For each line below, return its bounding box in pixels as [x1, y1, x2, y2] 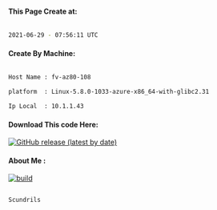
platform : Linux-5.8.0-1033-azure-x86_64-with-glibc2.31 [8, 88, 210, 96]
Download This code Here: [8, 119, 98, 129]
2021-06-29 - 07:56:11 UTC [8, 31, 98, 39]
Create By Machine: [8, 48, 76, 58]
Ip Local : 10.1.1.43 [8, 103, 84, 111]
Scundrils [8, 196, 42, 204]
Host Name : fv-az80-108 [8, 73, 91, 82]
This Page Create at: [8, 6, 78, 16]
